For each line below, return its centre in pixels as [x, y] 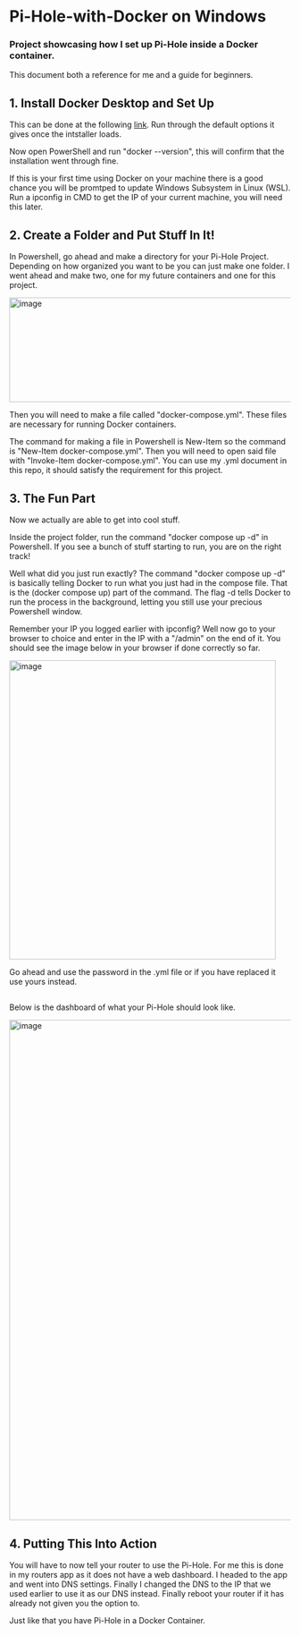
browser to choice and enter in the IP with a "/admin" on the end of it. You [145, 638]
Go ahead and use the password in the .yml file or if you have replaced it [143, 971]
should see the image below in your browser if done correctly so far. [135, 648]
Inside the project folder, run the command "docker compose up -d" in [139, 537]
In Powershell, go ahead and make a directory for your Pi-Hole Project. [139, 257]
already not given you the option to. [75, 1604]
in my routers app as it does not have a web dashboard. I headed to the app [149, 1575]
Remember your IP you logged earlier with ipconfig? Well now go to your [142, 629]
